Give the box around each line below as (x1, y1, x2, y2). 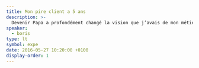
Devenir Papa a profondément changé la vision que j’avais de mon (11, 20, 179, 25)
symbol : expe (6, 42, 38, 48)
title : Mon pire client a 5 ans (6, 8, 86, 15)
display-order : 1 (6, 53, 49, 59)
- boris (11, 31, 31, 37)
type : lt (6, 36, 28, 42)
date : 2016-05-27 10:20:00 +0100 (6, 47, 89, 53)
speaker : (6, 25, 28, 31)
